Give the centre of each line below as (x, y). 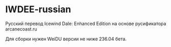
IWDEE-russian (38, 9)
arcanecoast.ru (21, 29)
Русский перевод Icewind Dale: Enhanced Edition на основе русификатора (86, 24)
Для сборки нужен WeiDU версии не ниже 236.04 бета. (66, 39)
